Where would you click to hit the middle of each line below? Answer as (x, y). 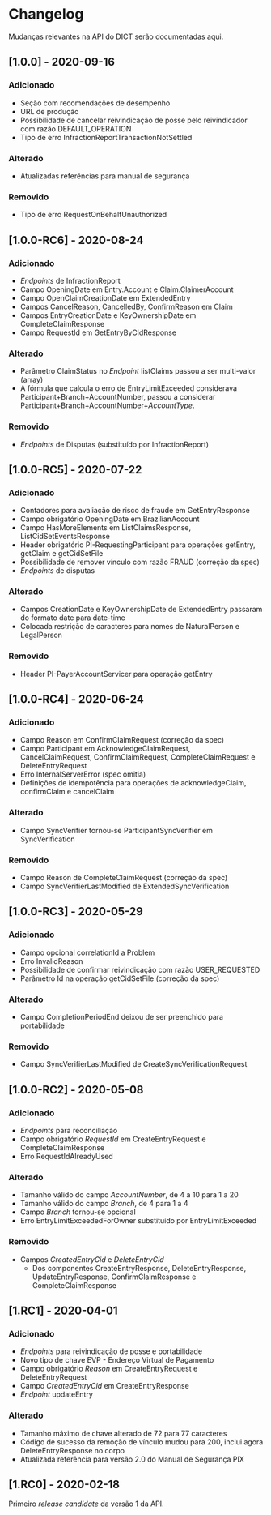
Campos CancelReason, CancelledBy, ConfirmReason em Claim (126, 306)
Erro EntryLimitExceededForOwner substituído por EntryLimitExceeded (138, 1221)
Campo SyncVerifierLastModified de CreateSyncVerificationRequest (133, 1064)
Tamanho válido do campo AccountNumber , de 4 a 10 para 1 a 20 (129, 1195)
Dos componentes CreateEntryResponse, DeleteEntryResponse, (139, 1268)
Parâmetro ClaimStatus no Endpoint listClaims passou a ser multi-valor (138, 371)
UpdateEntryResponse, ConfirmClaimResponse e (114, 1277)
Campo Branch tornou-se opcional (78, 1212)
